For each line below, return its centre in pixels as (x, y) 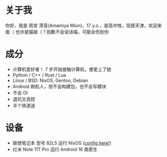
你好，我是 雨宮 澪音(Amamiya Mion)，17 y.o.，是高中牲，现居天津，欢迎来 (84, 25)
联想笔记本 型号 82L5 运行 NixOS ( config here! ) (62, 143)
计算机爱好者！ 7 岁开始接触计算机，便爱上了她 (62, 69)
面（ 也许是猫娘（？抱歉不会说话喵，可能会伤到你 (57, 32)
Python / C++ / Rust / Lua (39, 75)
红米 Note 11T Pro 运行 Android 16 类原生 (55, 149)
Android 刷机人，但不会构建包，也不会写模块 (59, 86)
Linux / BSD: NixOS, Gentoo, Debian (50, 80)
